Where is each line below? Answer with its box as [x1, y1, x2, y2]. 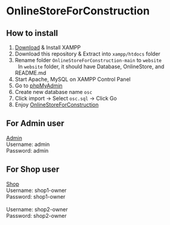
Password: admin [6, 147, 49, 154]
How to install [6, 28, 58, 38]
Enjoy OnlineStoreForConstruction [14, 101, 99, 108]
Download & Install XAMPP [14, 44, 81, 51]
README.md [14, 69, 47, 76]
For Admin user [6, 118, 64, 129]
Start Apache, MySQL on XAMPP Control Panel [14, 76, 131, 83]
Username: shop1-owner [6, 187, 67, 194]
